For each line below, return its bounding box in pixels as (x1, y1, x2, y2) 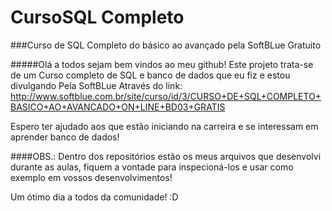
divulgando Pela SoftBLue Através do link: (10, 79, 183, 91)
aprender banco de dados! (10, 131, 120, 143)
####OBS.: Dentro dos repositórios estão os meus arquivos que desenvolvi (10, 150, 322, 162)
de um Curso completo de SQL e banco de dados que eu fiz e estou (10, 69, 291, 81)
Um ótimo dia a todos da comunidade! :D (10, 191, 179, 203)
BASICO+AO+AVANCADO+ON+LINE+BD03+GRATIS (10, 101, 226, 113)
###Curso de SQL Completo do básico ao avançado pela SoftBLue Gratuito (10, 39, 322, 51)
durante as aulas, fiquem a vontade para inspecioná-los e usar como (10, 161, 294, 173)
